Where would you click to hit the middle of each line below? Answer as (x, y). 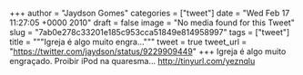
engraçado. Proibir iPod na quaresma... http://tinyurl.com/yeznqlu (132, 61)
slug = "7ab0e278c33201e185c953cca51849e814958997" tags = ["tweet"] (150, 32)
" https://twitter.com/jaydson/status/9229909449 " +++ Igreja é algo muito (148, 52)
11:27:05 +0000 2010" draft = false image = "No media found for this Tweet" (152, 23)
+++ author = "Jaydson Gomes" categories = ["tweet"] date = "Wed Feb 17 (150, 13)
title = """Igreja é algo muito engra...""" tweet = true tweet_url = (128, 42)
